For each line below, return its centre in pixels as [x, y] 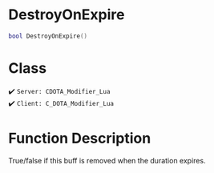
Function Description [80, 138]
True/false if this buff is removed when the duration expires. [107, 160]
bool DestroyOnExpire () [48, 36]
